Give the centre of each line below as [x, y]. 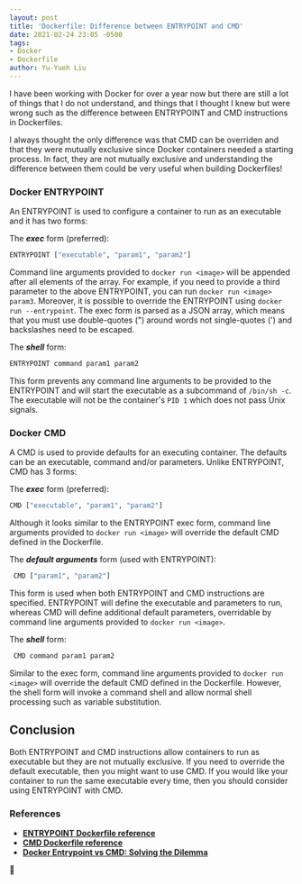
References [35, 814]
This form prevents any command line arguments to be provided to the [141, 380]
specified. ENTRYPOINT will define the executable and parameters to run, [146, 602]
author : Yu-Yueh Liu [48, 68]
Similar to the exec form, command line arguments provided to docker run [146, 673]
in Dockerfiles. [36, 122]
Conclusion [42, 730]
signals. [24, 409]
